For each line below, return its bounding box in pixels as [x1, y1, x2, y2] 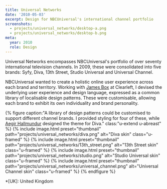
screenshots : [5, 21, 33, 27]
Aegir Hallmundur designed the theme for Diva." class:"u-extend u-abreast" [5, 120, 161, 126]
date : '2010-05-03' [5, 12, 46, 17]
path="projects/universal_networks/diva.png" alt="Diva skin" [5, 131, 132, 137]
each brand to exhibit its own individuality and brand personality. [5, 100, 139, 106]
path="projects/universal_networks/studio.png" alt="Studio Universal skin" [5, 152, 160, 158]
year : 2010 [10, 40, 33, 45]
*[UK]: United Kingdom [5, 178, 54, 184]
